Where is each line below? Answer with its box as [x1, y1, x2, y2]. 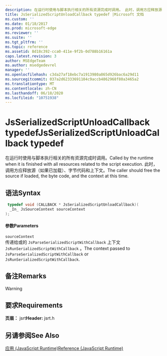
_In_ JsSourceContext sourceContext [9, 207, 85, 212]
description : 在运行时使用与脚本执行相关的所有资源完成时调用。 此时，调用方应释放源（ [5, 7, 166, 12]
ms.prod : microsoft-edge [5, 26, 57, 31]
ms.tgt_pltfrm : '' [5, 40, 43, 45]
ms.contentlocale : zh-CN [5, 86, 57, 91]
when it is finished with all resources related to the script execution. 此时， [5, 161, 158, 167]
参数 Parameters [5, 223, 39, 229]
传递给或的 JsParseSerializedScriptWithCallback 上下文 [5, 239, 121, 245]
